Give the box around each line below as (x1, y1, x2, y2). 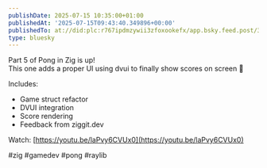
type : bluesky (8, 33, 56, 42)
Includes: (8, 79, 38, 89)
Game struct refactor (19, 94, 89, 104)
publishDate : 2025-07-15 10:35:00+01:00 (8, 11, 145, 20)
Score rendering (19, 112, 74, 121)
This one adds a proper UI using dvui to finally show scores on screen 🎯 (8, 64, 244, 74)
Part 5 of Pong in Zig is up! (8, 55, 95, 65)
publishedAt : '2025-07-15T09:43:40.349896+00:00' (8, 19, 176, 27)
